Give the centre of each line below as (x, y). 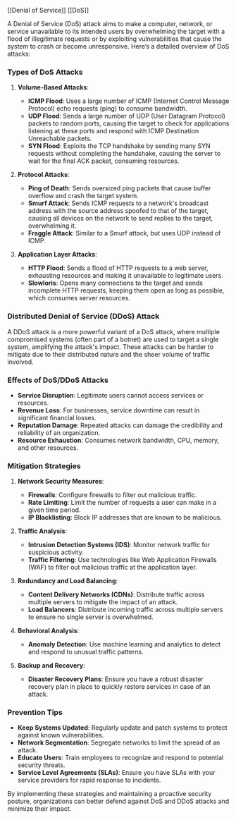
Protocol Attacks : (43, 175)
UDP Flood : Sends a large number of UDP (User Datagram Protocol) (126, 116)
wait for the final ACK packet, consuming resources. (104, 161)
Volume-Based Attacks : (53, 87)
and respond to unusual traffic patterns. (86, 652)
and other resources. (48, 448)
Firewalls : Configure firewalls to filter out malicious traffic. (112, 495)
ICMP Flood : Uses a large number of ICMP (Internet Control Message (129, 101)
